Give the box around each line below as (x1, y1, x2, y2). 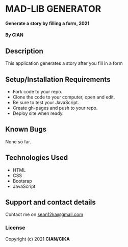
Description (5, 46, 43, 55)
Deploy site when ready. (12, 110, 64, 116)
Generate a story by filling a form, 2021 (5, 20, 90, 26)
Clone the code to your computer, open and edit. (12, 94, 115, 100)
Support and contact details (5, 198, 96, 207)
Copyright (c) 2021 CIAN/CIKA (5, 236, 70, 242)
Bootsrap (12, 178, 32, 184)
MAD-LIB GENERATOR (5, 3, 101, 15)
